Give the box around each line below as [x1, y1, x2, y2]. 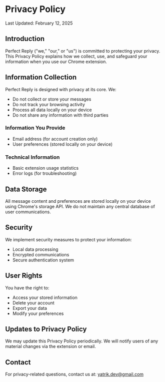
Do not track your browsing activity [12, 101, 85, 107]
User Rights [5, 271, 42, 280]
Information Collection [5, 73, 77, 82]
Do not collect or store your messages [12, 96, 91, 102]
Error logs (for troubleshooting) [12, 170, 77, 176]
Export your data [12, 305, 47, 311]
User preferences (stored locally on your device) [12, 141, 113, 147]
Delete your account [12, 299, 55, 306]
